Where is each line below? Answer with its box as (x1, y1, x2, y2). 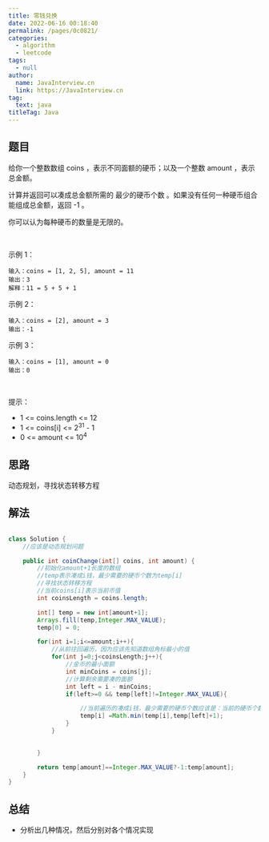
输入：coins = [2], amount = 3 (8, 316, 110, 324)
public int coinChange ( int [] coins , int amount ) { (22, 557, 195, 565)
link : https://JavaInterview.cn (15, 86, 124, 95)
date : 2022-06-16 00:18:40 (8, 19, 98, 27)
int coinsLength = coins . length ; (37, 594, 149, 602)
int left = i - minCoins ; (65, 683, 152, 691)
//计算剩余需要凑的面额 (65, 675, 133, 683)
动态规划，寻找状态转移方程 (8, 480, 100, 489)
